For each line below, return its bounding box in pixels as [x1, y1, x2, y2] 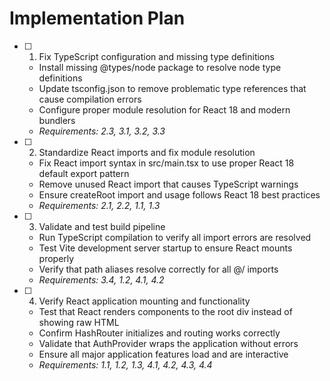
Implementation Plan [9, 7, 186, 30]
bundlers [38, 114, 76, 126]
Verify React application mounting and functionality [38, 295, 251, 307]
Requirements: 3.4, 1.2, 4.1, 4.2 [38, 273, 165, 286]
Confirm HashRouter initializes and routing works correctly [38, 327, 281, 339]
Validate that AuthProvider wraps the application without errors [38, 337, 299, 349]
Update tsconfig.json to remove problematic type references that [38, 82, 307, 94]
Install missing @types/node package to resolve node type [38, 61, 282, 73]
